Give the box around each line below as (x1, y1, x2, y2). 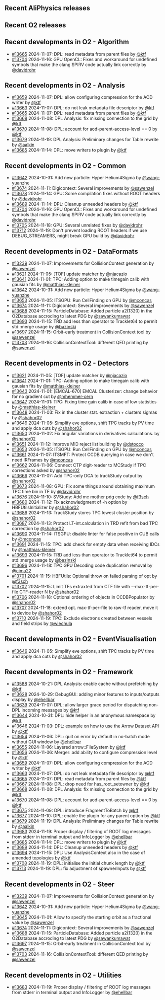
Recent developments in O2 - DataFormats (4, 247, 138, 255)
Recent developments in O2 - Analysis (4, 81, 125, 89)
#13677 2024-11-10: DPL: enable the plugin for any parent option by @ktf (11, 813, 160, 819)
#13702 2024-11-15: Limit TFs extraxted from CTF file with (11, 583, 130, 589)
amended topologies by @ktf (11, 855, 71, 861)
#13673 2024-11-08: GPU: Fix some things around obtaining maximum (11, 483, 155, 489)
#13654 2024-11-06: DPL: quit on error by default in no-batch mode (11, 734, 150, 740)
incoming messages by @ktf (21, 707, 80, 713)
